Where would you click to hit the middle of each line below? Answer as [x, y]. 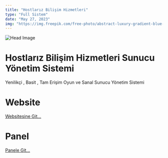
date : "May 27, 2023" [28, 19]
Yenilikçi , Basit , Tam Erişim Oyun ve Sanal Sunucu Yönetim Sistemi [75, 82]
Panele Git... [18, 151]
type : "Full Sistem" [27, 14]
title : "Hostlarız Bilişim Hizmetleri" [47, 10]
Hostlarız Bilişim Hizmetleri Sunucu [80, 58]
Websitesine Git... [23, 116]
